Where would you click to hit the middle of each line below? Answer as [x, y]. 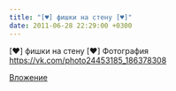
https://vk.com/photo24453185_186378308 [88, 60]
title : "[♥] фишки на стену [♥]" [71, 17]
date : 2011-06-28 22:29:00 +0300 [71, 26]
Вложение [29, 77]
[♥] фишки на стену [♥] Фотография [79, 50]
